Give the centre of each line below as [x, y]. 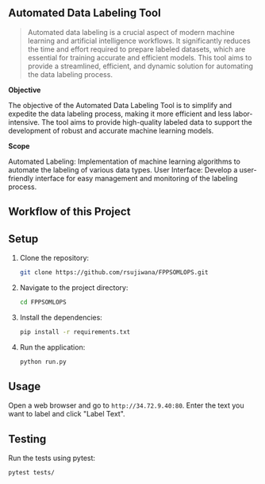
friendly [21, 178]
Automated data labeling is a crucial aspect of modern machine [131, 32]
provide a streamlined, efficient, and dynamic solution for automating [140, 66]
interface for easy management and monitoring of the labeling [136, 178]
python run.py [43, 362]
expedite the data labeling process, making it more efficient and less [120, 114]
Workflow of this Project [69, 212]
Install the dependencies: [61, 317]
